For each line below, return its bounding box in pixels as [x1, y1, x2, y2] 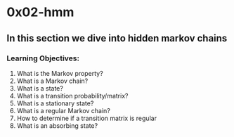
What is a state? [16, 84, 64, 92]
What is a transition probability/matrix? [16, 91, 129, 100]
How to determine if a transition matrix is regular [16, 114, 157, 122]
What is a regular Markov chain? [16, 106, 110, 115]
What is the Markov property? [16, 69, 103, 77]
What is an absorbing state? [16, 121, 98, 130]
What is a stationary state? [16, 99, 94, 107]
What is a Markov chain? [16, 77, 89, 85]
